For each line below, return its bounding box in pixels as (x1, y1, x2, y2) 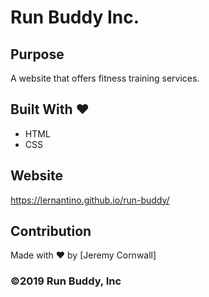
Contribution (10, 223, 92, 240)
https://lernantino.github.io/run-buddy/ (10, 194, 170, 206)
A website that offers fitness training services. (10, 72, 200, 84)
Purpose (10, 46, 65, 63)
